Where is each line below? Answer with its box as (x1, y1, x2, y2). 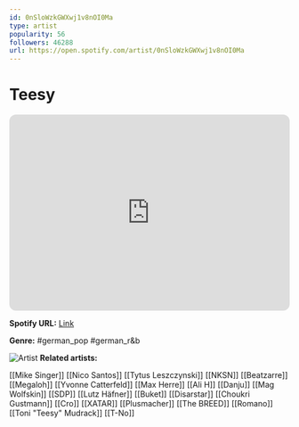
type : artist (9, 21, 58, 30)
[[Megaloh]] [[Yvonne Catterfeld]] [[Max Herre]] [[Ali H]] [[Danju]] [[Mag (9, 380, 275, 390)
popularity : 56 (9, 29, 66, 38)
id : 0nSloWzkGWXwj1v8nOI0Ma (9, 12, 114, 22)
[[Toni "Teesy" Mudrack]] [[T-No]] (9, 407, 135, 419)
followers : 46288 (9, 37, 74, 47)
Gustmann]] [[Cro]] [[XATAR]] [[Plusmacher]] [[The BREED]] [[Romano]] (9, 398, 273, 409)
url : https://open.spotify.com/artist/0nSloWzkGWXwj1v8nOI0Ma (9, 46, 245, 55)
